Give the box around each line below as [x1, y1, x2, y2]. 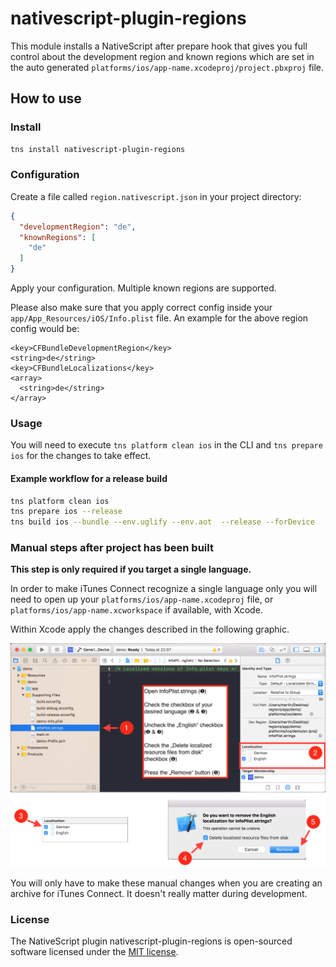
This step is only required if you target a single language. [10, 563, 252, 576]
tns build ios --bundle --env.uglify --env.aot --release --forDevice [10, 517, 315, 527]
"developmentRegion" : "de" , [19, 222, 137, 232]
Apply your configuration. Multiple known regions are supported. [10, 282, 277, 294]
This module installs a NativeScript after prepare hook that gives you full [10, 40, 308, 52]
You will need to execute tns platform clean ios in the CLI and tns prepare [10, 439, 323, 451]
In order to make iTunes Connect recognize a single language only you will [10, 583, 318, 595]
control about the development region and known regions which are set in [10, 50, 315, 62]
